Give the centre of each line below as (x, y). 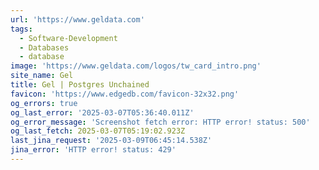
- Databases (44, 47)
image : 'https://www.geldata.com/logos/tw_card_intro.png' (136, 66)
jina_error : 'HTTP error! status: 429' (93, 150)
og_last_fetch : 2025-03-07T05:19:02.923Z (98, 131)
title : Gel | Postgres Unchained (80, 85)
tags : (21, 29)
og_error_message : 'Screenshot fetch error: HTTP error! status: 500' (160, 122)
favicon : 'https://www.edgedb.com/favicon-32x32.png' (125, 94)
